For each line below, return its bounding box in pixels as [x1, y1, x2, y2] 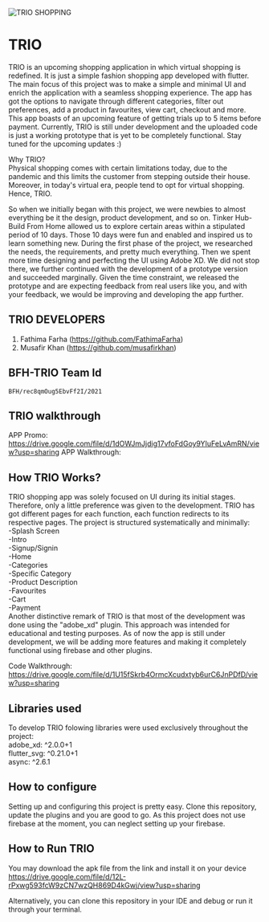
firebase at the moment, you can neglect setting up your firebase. [8, 818, 226, 828]
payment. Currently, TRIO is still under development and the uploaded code [8, 121, 259, 132]
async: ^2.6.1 [8, 757, 51, 766]
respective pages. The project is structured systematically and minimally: [8, 518, 251, 528]
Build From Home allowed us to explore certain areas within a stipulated [8, 221, 246, 230]
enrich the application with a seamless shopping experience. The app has [8, 88, 253, 97]
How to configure [8, 780, 97, 794]
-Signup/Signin [8, 543, 59, 553]
